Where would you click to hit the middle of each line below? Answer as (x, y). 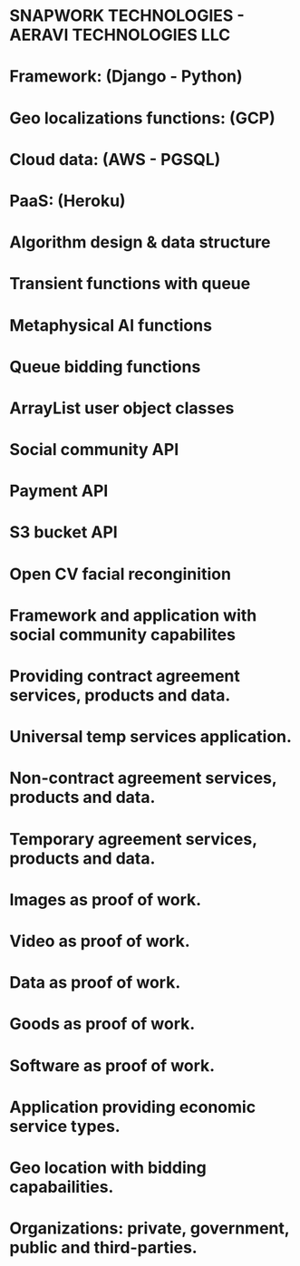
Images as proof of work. (106, 899)
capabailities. (62, 1187)
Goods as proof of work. (102, 1024)
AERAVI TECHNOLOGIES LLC (120, 35)
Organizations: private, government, (150, 1228)
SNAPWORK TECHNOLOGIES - (127, 16)
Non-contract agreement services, (143, 778)
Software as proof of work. (112, 1065)
